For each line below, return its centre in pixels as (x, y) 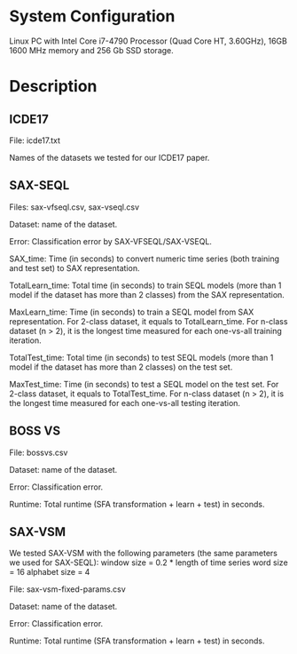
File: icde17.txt (35, 140)
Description (53, 87)
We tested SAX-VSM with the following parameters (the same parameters (143, 554)
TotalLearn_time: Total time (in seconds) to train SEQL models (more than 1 (145, 285)
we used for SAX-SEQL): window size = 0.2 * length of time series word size (148, 562)
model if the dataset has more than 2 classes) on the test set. (121, 367)
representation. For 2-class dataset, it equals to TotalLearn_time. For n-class (148, 321)
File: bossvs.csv (39, 452)
